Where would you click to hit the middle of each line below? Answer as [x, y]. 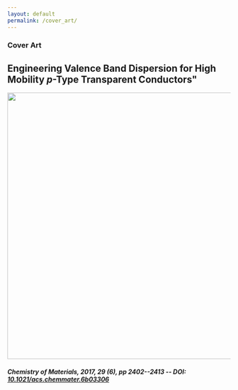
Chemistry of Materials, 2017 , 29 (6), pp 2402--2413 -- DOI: [97, 372]
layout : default [31, 14]
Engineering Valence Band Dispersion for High [112, 68]
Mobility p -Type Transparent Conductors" [102, 79]
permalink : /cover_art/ [42, 21]
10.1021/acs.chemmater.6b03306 [58, 379]
